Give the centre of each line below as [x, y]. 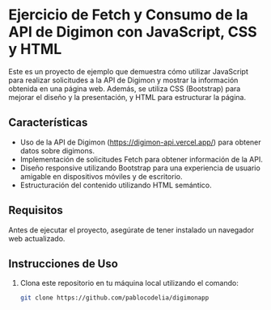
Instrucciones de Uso [64, 264]
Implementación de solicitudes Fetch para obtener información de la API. [141, 159]
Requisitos [36, 210]
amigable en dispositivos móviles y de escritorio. [101, 176]
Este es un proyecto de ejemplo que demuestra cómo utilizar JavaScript [129, 71]
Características [48, 123]
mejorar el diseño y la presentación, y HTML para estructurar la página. [127, 97]
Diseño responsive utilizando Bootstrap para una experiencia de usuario [140, 168]
